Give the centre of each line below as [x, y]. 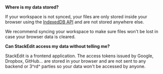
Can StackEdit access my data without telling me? [58, 46]
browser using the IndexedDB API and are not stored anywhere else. [75, 22]
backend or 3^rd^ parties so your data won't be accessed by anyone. [75, 66]
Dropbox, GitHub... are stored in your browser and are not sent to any [76, 61]
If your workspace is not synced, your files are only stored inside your [76, 17]
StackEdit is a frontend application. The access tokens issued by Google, [79, 56]
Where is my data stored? [32, 7]
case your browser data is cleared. [40, 37]
